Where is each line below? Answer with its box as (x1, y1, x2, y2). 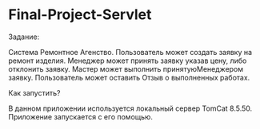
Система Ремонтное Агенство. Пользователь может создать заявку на (8, 47, 253, 57)
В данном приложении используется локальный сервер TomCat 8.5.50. (8, 104, 253, 113)
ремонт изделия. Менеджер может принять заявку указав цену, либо (8, 56, 247, 65)
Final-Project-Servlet (8, 6, 152, 24)
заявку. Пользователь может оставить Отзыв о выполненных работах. (8, 72, 250, 82)
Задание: (8, 32, 40, 41)
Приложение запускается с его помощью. (8, 111, 154, 121)
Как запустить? (8, 88, 61, 97)
